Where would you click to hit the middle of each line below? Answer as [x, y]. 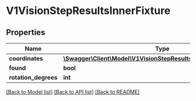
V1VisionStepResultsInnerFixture [88, 11]
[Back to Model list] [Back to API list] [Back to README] [73, 92]
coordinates [26, 58]
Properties [26, 32]
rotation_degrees [33, 77]
